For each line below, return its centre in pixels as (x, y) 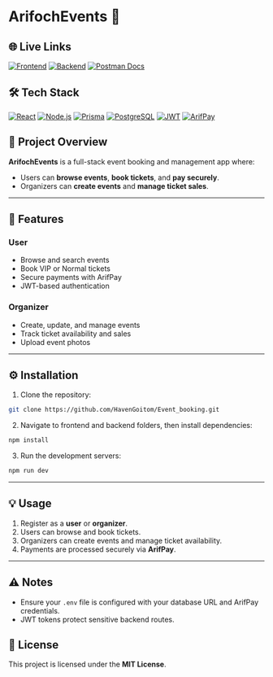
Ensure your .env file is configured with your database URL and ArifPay (139, 602)
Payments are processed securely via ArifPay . (98, 549)
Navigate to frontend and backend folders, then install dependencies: (136, 426)
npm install (28, 440)
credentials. (40, 610)
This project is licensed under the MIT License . (87, 664)
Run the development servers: (71, 456)
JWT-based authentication (65, 286)
